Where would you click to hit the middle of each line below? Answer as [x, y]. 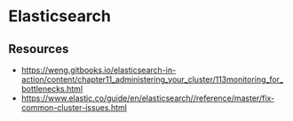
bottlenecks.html [52, 89]
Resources [39, 49]
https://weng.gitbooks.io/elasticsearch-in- [99, 70]
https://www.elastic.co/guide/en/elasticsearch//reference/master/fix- [148, 98]
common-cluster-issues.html [74, 107]
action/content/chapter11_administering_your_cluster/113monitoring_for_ [152, 79]
